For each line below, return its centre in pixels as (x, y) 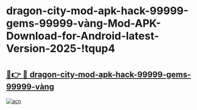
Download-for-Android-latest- (82, 36)
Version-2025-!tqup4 (61, 49)
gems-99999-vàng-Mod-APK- (84, 23)
